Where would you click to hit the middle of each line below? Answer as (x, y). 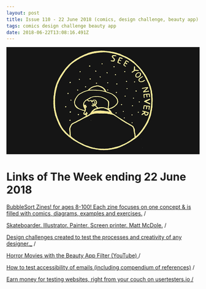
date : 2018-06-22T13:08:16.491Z (48, 32)
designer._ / (21, 244)
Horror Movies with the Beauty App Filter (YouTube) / (74, 256)
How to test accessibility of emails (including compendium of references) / (101, 268)
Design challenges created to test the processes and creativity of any (94, 237)
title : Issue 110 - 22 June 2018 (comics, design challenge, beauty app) (103, 19)
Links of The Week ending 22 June (96, 177)
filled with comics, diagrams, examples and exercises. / (76, 214)
